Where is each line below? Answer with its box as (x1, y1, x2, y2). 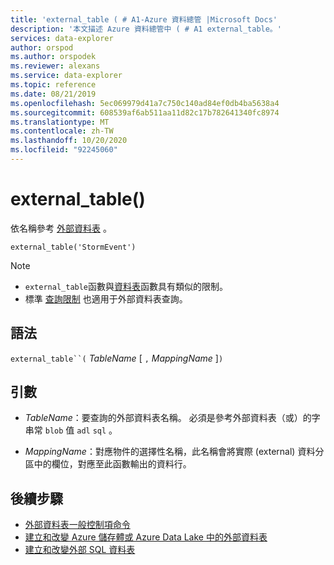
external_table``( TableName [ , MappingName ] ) (10, 352, 224, 364)
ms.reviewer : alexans (10, 61, 101, 71)
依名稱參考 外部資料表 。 (10, 222, 112, 234)
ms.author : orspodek (10, 52, 97, 62)
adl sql (76, 426, 107, 436)
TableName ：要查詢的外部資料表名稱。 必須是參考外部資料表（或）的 (24, 412, 312, 424)
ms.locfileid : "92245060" (10, 145, 118, 155)
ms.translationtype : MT (10, 117, 110, 127)
